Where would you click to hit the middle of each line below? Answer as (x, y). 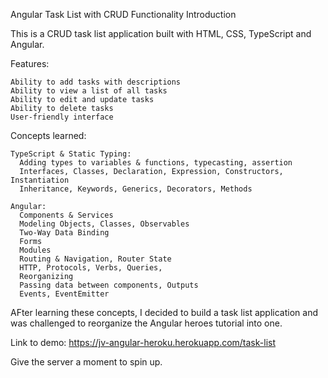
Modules (35, 250)
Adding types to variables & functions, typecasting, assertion (156, 163)
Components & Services (66, 215)
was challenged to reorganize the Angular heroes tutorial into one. (146, 323)
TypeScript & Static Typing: (71, 154)
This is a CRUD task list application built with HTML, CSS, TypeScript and (161, 33)
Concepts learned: (48, 135)
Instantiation (40, 180)
